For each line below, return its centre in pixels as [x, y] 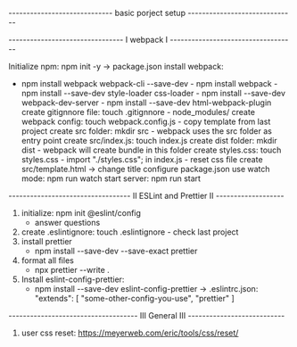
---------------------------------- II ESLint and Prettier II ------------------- [146, 196]
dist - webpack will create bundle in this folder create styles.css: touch [151, 150]
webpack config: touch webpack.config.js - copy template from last [146, 121]
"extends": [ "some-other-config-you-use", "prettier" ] [135, 298]
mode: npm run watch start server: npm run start [111, 178]
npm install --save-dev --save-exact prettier [116, 251]
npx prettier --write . [72, 270]
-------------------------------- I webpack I [88, 40]
